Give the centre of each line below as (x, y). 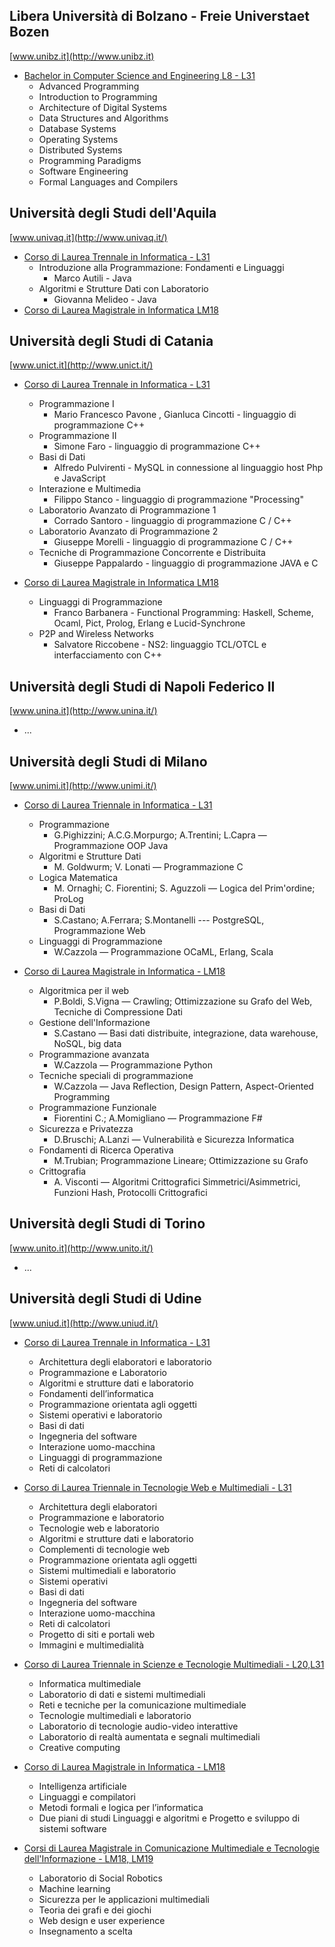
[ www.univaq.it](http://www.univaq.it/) (88, 237)
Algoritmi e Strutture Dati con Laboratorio (123, 288)
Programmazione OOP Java (111, 846)
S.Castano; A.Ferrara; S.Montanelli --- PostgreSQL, (159, 920)
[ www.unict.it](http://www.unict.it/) (81, 365)
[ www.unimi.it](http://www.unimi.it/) (83, 786)
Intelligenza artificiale (82, 1786)
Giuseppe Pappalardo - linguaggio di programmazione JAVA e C (186, 563)
